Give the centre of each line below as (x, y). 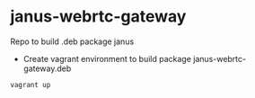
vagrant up (31, 85)
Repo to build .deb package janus (72, 41)
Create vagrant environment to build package (107, 58)
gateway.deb (47, 68)
